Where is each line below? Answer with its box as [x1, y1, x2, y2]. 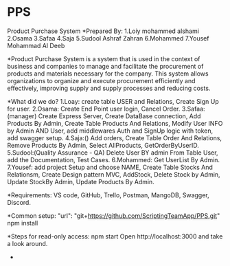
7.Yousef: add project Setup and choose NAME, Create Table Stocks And [7, 163, 213, 171]
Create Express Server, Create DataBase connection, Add [38, 111, 201, 120]
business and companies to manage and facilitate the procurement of [7, 62, 204, 70]
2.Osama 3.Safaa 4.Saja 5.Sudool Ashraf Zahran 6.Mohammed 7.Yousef [7, 34, 209, 42]
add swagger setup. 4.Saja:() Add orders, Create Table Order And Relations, [7, 133, 222, 142]
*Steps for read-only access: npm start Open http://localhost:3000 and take [7, 232, 223, 241]
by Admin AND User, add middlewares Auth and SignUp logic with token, [7, 126, 214, 135]
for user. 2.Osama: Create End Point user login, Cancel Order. [7, 104, 181, 113]
